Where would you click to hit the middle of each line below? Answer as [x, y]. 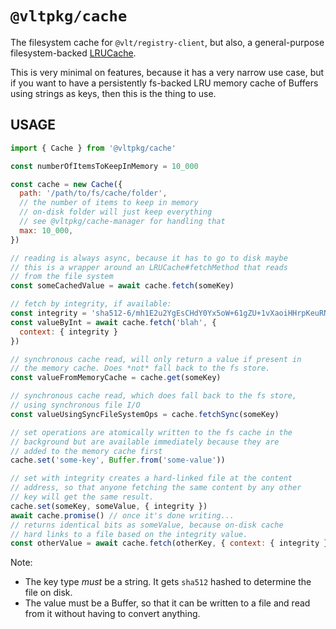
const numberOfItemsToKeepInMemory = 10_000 [104, 166]
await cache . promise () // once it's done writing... [122, 515]
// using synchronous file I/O [75, 405]
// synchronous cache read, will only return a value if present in [156, 359]
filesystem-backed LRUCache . [73, 53]
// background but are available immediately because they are [145, 442]
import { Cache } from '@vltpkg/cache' [93, 148]
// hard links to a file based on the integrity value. [129, 534]
